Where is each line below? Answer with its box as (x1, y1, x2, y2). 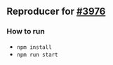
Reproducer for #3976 (6, 6, 106, 17)
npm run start (16, 51, 58, 58)
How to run (6, 27, 45, 36)
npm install (16, 43, 52, 51)
